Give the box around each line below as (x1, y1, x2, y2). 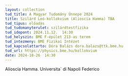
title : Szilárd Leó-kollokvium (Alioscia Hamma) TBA (5, 16, 115, 21)
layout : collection (5, 7, 45, 12)
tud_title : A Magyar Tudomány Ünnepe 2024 (5, 12, 93, 17)
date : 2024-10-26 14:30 (5, 52, 56, 58)
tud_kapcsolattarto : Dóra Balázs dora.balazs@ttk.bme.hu (5, 44, 124, 49)
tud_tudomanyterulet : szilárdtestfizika (5, 25, 89, 30)
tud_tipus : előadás (5, 21, 45, 26)
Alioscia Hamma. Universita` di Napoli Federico (5, 66, 100, 72)
